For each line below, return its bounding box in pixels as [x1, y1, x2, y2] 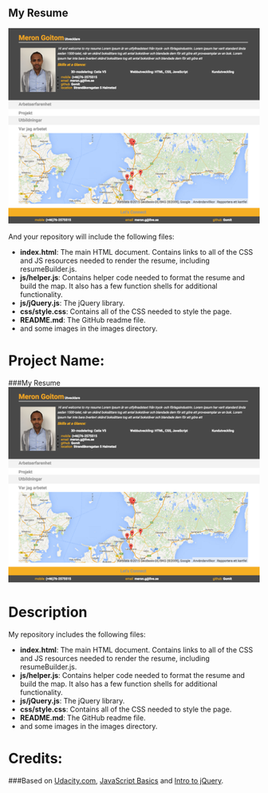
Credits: [8, 750, 63, 767]
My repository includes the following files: [8, 630, 146, 640]
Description [8, 603, 88, 621]
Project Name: [8, 351, 105, 370]
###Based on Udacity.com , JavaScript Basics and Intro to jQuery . [8, 776, 224, 786]
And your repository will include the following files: [8, 232, 175, 242]
